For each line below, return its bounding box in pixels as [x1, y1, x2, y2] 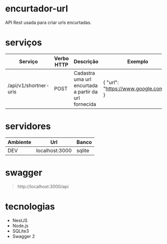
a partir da [74, 88, 98, 95]
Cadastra [74, 69, 95, 76]
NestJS [12, 217, 28, 223]
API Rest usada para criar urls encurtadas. [5, 19, 92, 25]
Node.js [12, 223, 29, 229]
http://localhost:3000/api [17, 183, 69, 189]
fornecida [74, 101, 96, 108]
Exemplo [127, 58, 149, 65]
